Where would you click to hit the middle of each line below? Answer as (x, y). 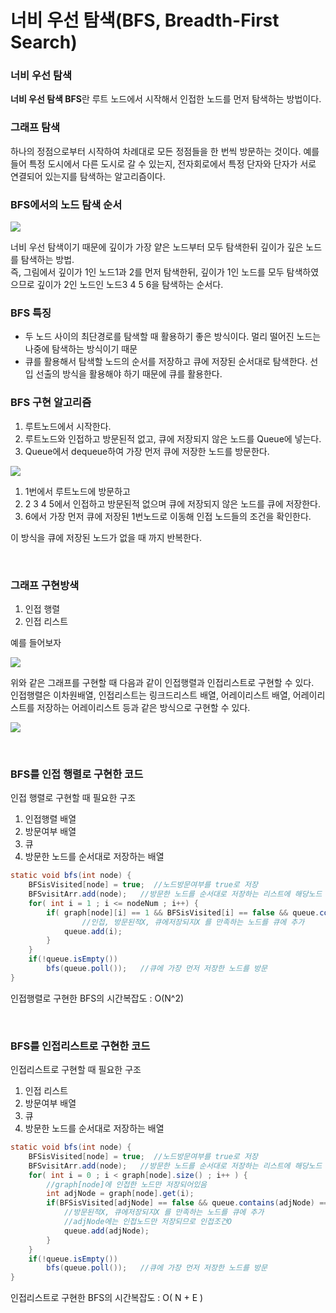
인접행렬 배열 (50, 819)
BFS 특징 (31, 313)
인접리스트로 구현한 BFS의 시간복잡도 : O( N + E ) (107, 1298)
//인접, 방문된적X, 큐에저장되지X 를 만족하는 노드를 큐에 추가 (193, 922)
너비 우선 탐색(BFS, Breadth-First (145, 20)
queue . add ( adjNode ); (106, 1231)
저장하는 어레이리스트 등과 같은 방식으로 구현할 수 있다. (143, 707)
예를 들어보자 (36, 642)
